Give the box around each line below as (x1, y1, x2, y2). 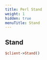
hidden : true (5, 16, 31, 21)
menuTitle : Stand (5, 20, 40, 25)
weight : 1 (5, 12, 25, 16)
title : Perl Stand (5, 7, 42, 12)
